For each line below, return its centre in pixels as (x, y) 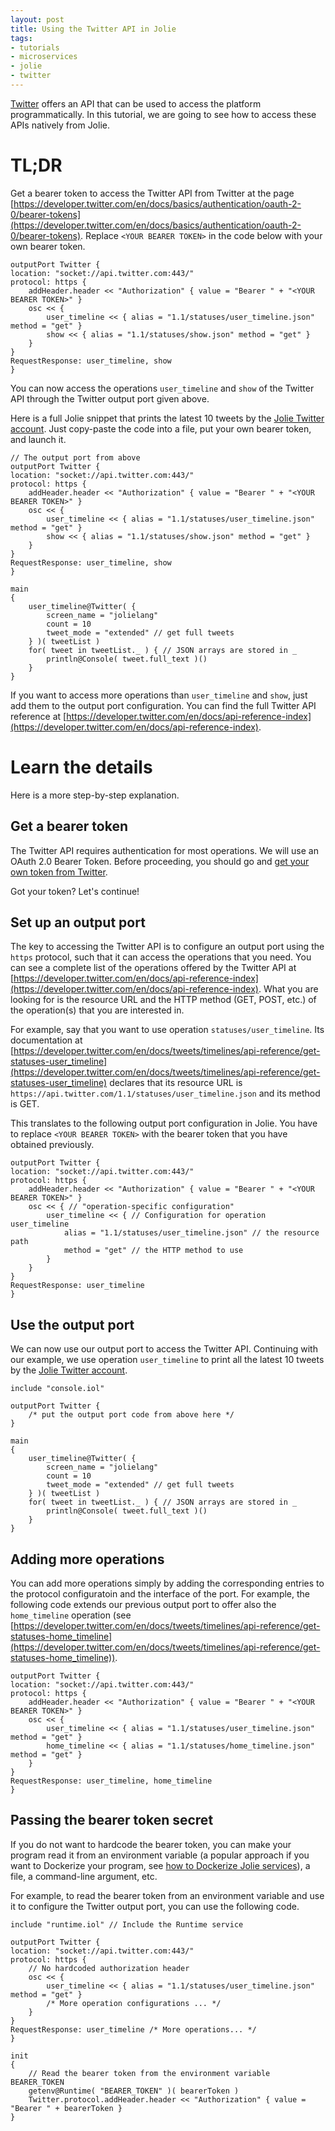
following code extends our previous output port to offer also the (143, 1604)
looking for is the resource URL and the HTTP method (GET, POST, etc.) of (163, 1000)
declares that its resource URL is (176, 1083)
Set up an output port (78, 922)
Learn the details (81, 767)
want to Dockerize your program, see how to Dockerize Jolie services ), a (160, 1865)
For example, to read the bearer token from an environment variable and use (167, 1895)
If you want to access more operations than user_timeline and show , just (159, 695)
